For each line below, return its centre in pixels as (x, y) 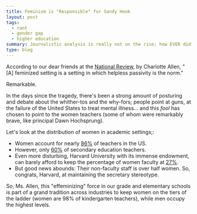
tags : (13, 22)
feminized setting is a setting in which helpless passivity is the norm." (99, 73)
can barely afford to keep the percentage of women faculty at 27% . (96, 162)
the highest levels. (28, 205)
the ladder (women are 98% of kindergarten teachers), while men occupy (96, 198)
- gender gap (27, 34)
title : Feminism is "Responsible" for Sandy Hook (68, 11)
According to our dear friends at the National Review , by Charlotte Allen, (94, 66)
